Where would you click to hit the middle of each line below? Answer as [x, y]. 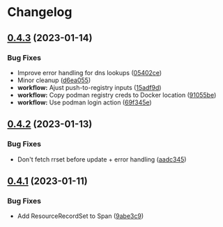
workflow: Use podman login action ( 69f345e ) [84, 102]
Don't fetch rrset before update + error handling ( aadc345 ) [102, 159]
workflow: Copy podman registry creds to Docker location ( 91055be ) [117, 95]
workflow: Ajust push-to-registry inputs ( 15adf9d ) [89, 87]
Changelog [40, 12]
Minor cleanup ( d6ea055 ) [54, 80]
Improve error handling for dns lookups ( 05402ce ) [90, 72]
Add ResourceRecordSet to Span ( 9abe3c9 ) [80, 216]
